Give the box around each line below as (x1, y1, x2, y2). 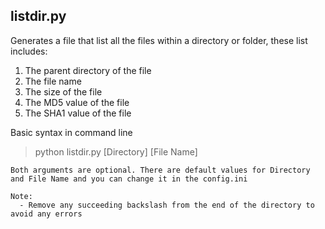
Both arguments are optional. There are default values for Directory (10, 165, 311, 175)
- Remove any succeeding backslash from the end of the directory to (19, 200, 315, 210)
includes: (10, 45, 48, 57)
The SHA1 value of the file (24, 107, 132, 119)
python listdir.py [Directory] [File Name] (34, 145, 198, 158)
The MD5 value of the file (24, 96, 130, 108)
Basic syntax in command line (10, 126, 133, 138)
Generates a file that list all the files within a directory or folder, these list (10, 34, 308, 46)
